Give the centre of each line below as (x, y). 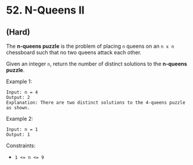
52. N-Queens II (45, 10)
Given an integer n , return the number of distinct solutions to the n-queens (96, 64)
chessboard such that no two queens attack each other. (74, 52)
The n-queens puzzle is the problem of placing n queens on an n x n (90, 46)
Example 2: (20, 119)
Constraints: (21, 146)
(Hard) (18, 32)
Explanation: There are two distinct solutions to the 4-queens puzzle (96, 103)
